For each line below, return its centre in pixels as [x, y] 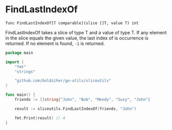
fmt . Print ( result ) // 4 [40, 118]
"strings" [25, 72]
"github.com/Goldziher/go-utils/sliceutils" [63, 81]
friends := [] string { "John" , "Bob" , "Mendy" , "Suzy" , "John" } [82, 100]
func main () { [21, 95]
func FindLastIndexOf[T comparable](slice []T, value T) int [72, 23]
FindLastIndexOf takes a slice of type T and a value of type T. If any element [86, 32]
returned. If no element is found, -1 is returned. [55, 43]
